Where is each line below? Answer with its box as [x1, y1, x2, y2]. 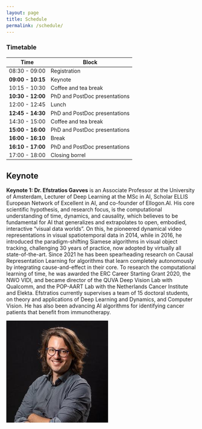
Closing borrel [50, 151, 86, 158]
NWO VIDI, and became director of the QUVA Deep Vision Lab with [6, 277, 173, 284]
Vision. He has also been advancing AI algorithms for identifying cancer [6, 302, 185, 309]
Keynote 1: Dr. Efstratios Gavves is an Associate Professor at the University [6, 187, 195, 194]
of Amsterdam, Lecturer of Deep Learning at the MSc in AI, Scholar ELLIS [6, 193, 188, 201]
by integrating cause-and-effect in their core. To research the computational [6, 263, 196, 271]
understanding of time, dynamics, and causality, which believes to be [6, 212, 178, 220]
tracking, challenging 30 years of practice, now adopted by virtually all [6, 245, 182, 252]
